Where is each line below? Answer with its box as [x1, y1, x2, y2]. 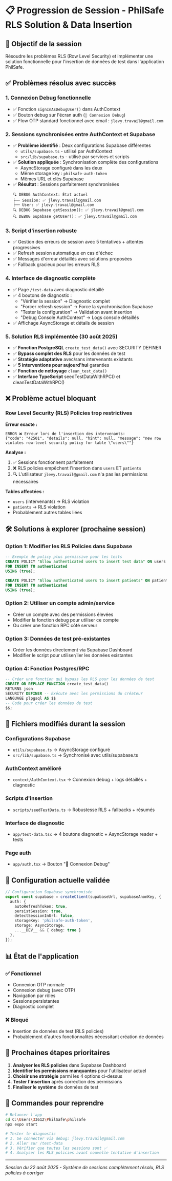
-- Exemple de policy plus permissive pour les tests [5, 554, 123, 559]
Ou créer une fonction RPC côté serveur [12, 622, 98, 628]
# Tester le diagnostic [5, 1131, 56, 1136]
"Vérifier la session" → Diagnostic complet [20, 298, 110, 304]
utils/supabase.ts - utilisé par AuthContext [20, 148, 113, 154]
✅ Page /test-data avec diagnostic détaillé [12, 286, 104, 292]
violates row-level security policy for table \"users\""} [5, 440, 134, 445]
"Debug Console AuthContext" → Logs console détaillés [20, 314, 139, 321]
